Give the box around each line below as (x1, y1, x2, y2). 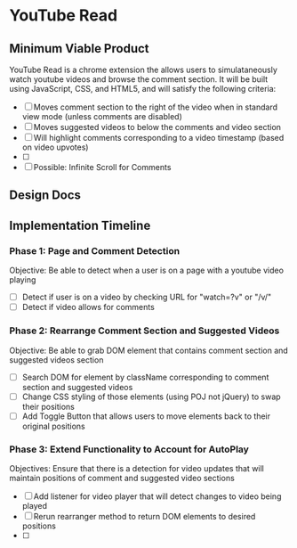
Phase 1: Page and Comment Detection (9, 244, 181, 257)
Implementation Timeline (9, 217, 151, 233)
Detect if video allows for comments (21, 302, 156, 313)
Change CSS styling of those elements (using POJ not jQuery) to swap (21, 391, 282, 402)
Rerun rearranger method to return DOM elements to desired (33, 511, 256, 521)
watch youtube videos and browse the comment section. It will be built (9, 74, 269, 85)
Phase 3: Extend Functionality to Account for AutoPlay (9, 443, 249, 455)
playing (9, 274, 36, 285)
